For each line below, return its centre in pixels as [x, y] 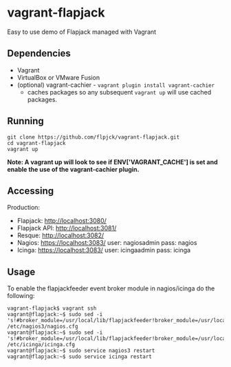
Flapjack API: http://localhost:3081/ [67, 228]
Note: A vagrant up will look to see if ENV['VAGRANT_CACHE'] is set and [112, 162]
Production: [23, 208]
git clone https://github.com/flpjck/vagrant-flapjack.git [93, 137]
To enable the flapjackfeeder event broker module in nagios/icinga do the [111, 288]
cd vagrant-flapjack [37, 143]
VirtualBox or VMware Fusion [58, 77]
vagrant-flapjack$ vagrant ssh [52, 308]
